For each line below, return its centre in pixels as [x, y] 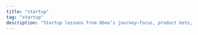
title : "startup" [28, 12]
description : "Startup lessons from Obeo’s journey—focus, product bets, [100, 23]
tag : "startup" [25, 17]
